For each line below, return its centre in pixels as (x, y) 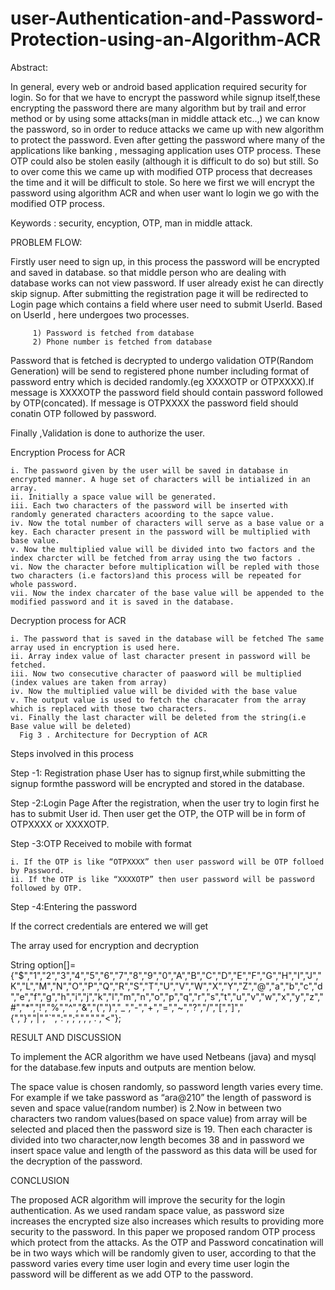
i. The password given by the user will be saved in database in (149, 470)
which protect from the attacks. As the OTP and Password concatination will (167, 1242)
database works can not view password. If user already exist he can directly (167, 283)
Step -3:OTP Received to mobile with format (101, 843)
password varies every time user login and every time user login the (150, 1263)
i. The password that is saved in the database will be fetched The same (167, 638)
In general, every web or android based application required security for (158, 86)
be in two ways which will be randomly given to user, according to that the (163, 1253)
